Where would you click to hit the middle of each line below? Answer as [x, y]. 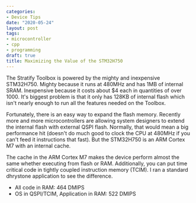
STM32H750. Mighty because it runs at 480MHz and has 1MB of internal [95, 84]
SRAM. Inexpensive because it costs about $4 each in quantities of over [94, 90]
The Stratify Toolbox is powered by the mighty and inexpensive [83, 78]
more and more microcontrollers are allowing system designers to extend [95, 120]
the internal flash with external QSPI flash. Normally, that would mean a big [97, 127]
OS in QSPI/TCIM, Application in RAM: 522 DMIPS [75, 194]
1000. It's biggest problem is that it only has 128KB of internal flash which [96, 96]
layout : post [22, 28]
